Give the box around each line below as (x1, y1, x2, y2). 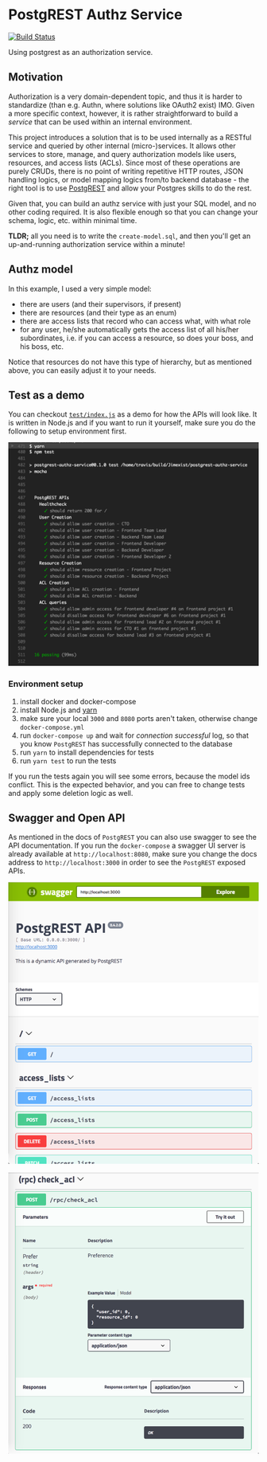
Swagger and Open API (8, 811, 126, 825)
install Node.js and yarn (19, 705, 98, 715)
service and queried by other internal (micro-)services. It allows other (8, 141, 236, 151)
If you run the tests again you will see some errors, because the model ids (8, 771, 250, 781)
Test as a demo (8, 388, 85, 402)
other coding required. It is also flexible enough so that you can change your (8, 207, 258, 217)
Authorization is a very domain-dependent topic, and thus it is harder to (8, 92, 242, 101)
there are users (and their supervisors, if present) (19, 299, 182, 308)
